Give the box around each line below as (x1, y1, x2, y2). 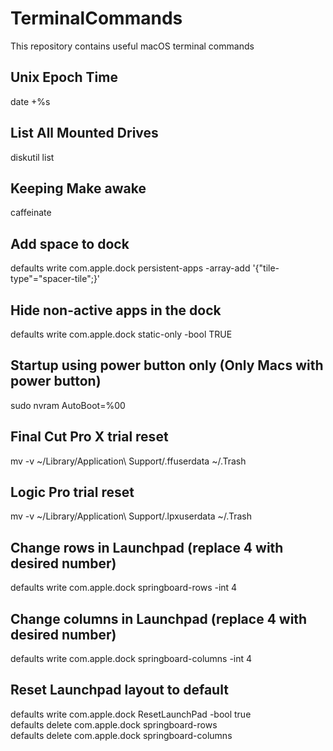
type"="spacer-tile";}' (10, 273, 101, 285)
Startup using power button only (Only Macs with (10, 357, 324, 374)
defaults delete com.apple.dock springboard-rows (10, 718, 218, 731)
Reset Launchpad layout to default (10, 682, 229, 699)
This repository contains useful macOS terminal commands (10, 40, 255, 52)
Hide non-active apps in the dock (10, 302, 222, 319)
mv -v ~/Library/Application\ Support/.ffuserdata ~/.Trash (10, 455, 247, 467)
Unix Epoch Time (10, 69, 118, 86)
